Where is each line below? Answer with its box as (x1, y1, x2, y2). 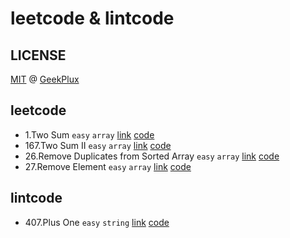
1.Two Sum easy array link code (24, 128, 155, 141)
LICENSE (10, 47, 67, 64)
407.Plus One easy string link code (24, 216, 170, 228)
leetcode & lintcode (10, 7, 175, 30)
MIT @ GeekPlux (10, 73, 80, 85)
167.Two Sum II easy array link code (24, 139, 172, 151)
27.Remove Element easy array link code (24, 160, 192, 172)
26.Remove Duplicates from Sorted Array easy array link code (24, 150, 280, 162)
